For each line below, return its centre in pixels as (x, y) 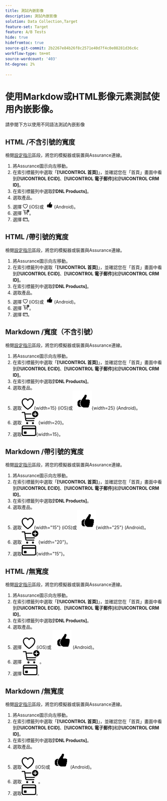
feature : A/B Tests (26, 32)
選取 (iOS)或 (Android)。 (53, 767)
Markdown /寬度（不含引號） (51, 332)
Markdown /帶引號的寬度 (45, 452)
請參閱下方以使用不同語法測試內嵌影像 (45, 125)
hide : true (17, 38)
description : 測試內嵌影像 (31, 16)
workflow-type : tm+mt (28, 53)
